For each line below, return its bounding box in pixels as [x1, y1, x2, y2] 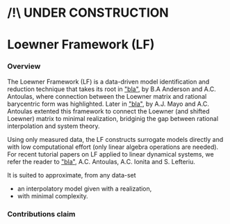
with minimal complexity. [17, 191, 88, 200]
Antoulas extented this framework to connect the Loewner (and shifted [7, 106, 210, 115]
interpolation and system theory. [7, 122, 100, 130]
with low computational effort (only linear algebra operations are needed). [7, 143, 219, 151]
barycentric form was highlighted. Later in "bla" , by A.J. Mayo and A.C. [7, 99, 210, 108]
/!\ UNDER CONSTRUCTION [7, 5, 169, 21]
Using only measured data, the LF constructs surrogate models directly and [7, 135, 224, 143]
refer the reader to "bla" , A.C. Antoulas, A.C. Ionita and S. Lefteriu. [7, 157, 196, 166]
